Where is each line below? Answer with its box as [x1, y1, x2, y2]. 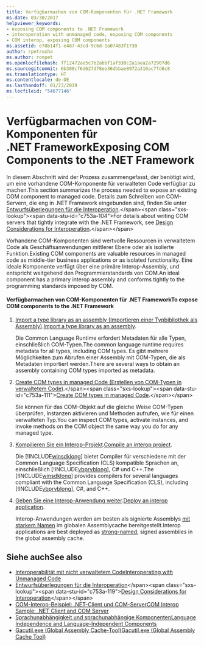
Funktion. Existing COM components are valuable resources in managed [6, 250, 186, 257]
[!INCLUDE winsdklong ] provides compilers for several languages [15, 472, 178, 480]
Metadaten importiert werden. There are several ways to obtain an [15, 360, 180, 368]
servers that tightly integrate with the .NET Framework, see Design [6, 219, 174, 226]
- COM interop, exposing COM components [6, 37, 111, 43]
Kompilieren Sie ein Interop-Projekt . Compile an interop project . [15, 441, 172, 448]
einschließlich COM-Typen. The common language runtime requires [15, 341, 184, 348]
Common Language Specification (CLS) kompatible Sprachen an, [15, 459, 179, 466]
